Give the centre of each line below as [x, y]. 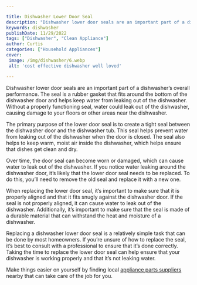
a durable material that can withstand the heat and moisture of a [84, 216]
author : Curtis [25, 44]
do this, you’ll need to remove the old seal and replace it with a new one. [94, 179]
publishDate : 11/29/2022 [36, 33]
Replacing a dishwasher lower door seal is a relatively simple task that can [96, 233]
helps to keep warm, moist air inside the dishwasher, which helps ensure [94, 143]
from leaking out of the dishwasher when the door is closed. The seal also [96, 136]
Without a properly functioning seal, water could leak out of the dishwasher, [98, 106]
